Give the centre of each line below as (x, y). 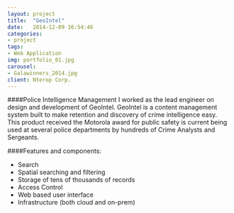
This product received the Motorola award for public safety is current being (117, 122)
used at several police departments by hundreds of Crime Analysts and (111, 130)
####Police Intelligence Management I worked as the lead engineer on (111, 100)
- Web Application (34, 54)
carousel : (22, 67)
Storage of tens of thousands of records (76, 180)
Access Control (40, 188)
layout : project (31, 14)
